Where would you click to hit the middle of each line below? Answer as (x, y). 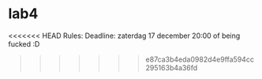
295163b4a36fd (172, 67)
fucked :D (24, 43)
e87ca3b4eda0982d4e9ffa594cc (200, 59)
